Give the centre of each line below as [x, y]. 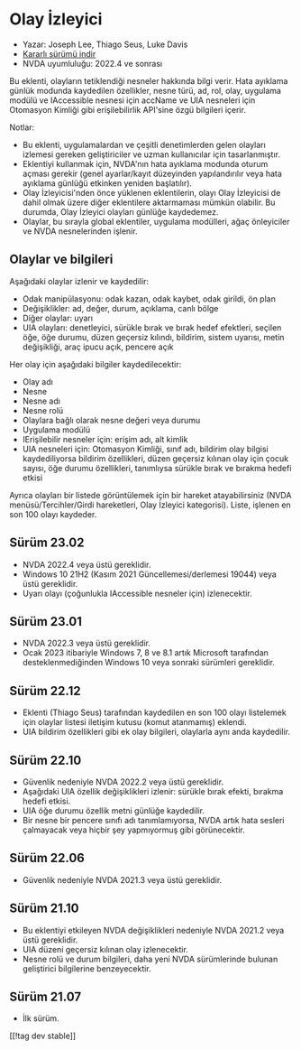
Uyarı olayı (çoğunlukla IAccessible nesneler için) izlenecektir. [137, 593]
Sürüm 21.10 [44, 909]
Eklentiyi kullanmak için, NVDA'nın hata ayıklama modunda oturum [145, 163]
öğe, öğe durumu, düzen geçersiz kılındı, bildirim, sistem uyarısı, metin [153, 337]
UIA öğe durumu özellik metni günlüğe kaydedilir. [114, 811]
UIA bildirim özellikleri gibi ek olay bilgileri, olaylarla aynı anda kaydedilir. [156, 732]
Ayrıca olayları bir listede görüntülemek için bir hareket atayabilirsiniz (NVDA [150, 495]
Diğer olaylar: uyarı [57, 318]
